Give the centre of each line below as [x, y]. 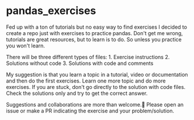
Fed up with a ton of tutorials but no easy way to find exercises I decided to [97, 27]
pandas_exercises [51, 11]
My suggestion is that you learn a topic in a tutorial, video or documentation [97, 74]
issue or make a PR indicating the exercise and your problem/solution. [90, 111]
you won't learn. [26, 46]
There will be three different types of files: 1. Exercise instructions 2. [88, 57]
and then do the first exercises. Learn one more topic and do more [86, 81]
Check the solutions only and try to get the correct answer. [77, 93]
